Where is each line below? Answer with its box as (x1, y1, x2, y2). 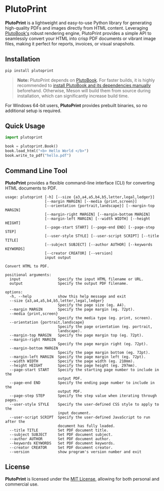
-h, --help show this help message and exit (9, 294, 126, 299)
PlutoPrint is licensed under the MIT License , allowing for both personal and (5, 476, 160, 482)
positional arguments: (5, 272, 52, 277)
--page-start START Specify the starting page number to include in (9, 367, 160, 372)
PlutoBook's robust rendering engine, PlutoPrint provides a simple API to (5, 30, 152, 36)
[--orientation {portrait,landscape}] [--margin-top (44, 203, 155, 208)
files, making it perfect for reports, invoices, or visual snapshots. (5, 40, 135, 46)
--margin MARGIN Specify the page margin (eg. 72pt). (9, 307, 135, 312)
